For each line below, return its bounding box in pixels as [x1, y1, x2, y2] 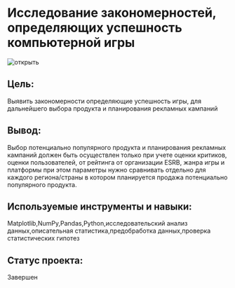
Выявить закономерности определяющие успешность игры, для [7, 97, 202, 105]
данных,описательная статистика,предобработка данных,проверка [7, 226, 211, 235]
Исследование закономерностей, [7, 5, 217, 21]
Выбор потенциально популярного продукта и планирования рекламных [7, 143, 227, 151]
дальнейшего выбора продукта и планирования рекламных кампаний [7, 104, 218, 113]
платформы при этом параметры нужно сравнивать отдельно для [7, 165, 206, 174]
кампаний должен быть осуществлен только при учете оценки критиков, [7, 151, 227, 159]
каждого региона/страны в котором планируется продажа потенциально [7, 173, 228, 181]
